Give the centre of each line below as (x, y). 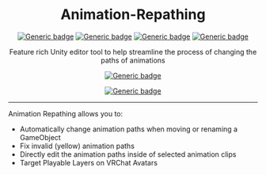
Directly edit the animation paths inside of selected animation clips (128, 154)
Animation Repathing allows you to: (66, 113)
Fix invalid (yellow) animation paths (77, 146)
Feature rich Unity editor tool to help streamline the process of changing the (133, 51)
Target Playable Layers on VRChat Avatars (89, 162)
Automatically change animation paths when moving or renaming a (129, 129)
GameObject (40, 137)
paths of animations (133, 60)
